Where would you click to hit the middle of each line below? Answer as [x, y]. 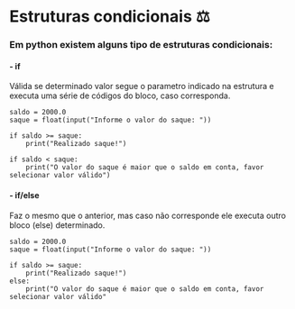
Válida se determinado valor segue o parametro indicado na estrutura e [142, 86]
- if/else [24, 195]
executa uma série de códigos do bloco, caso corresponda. [120, 95]
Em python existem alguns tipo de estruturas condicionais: [141, 45]
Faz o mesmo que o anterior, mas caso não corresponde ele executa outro [148, 215]
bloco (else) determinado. [57, 225]
